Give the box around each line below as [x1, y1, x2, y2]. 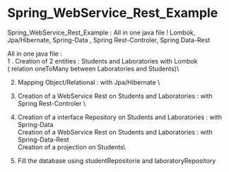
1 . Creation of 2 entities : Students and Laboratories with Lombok [7, 56, 198, 65]
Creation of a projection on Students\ [17, 142, 126, 151]
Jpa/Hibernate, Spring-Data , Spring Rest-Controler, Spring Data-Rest [7, 35, 211, 44]
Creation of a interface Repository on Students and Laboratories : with [17, 113, 223, 121]
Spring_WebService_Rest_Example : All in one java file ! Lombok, [7, 28, 196, 37]
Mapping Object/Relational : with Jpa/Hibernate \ [17, 78, 160, 86]
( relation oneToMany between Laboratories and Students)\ [7, 64, 180, 73]
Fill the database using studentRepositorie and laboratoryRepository [17, 156, 216, 165]
